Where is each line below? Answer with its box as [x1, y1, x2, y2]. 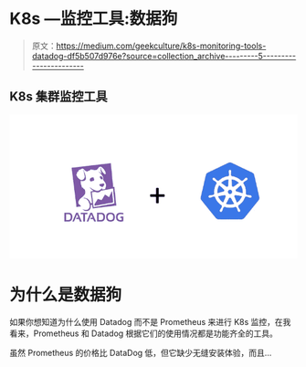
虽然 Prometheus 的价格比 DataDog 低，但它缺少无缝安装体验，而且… [9, 348, 272, 359]
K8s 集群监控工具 [9, 89, 108, 105]
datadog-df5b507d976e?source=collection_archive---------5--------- [31, 50, 297, 61]
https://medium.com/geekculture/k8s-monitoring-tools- [56, 40, 267, 51]
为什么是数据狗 [9, 285, 122, 306]
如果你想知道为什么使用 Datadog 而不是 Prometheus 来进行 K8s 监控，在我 [9, 317, 291, 328]
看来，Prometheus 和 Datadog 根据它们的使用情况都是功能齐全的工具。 [9, 328, 279, 339]
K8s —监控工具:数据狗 [9, 8, 178, 29]
